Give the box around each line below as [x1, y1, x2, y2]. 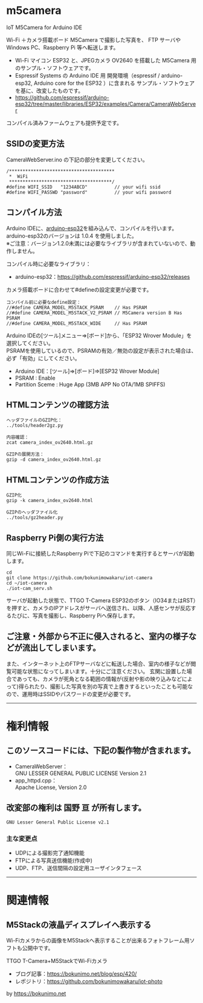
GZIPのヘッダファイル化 [6, 509, 58, 515]
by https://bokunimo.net [6, 990, 66, 997]
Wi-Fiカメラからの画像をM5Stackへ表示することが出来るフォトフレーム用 [6, 936, 190, 944]
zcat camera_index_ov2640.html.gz [6, 440, 94, 446]
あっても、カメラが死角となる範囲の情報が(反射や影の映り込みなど [16, 675, 182, 682]
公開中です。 [22, 944, 54, 951]
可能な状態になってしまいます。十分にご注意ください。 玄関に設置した [11, 668, 187, 675]
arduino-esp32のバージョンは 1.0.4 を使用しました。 [6, 232, 138, 240]
